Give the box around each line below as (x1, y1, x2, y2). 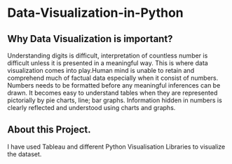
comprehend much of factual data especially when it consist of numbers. (7, 74, 219, 82)
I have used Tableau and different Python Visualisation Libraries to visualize (7, 142, 226, 151)
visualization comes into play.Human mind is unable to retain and (7, 67, 195, 74)
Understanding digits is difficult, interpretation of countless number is (7, 51, 208, 60)
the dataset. (7, 149, 42, 158)
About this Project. (7, 124, 91, 136)
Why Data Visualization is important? (7, 33, 173, 45)
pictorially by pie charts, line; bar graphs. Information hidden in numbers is (7, 96, 222, 104)
